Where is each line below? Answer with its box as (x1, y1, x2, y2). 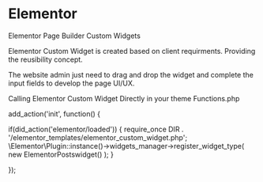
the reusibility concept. (8, 55, 83, 64)
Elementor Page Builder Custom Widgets (8, 31, 141, 40)
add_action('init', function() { (8, 108, 101, 119)
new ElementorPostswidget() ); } (8, 150, 115, 159)
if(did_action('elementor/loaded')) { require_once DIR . (8, 124, 184, 134)
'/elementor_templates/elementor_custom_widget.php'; (8, 132, 188, 142)
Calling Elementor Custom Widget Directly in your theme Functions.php (8, 93, 240, 103)
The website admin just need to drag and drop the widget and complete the (8, 70, 254, 79)
